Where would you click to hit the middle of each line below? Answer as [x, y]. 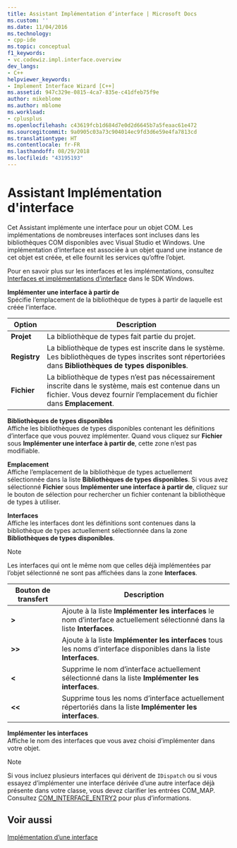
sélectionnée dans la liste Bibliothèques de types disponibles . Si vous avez [118, 479]
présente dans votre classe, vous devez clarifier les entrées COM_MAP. [111, 790]
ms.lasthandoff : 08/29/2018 [49, 152]
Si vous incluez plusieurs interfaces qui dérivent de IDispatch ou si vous [112, 775]
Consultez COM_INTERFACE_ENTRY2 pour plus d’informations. [99, 798]
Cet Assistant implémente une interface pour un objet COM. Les [100, 227]
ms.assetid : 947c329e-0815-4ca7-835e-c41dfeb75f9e [83, 92]
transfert [33, 598]
